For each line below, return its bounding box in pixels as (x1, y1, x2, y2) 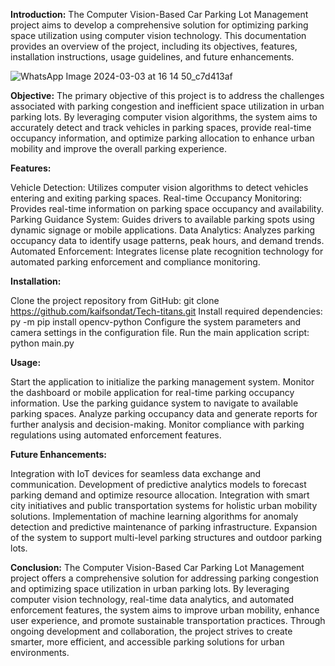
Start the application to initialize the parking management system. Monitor (10, 376, 315, 388)
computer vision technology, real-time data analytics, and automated (10, 594, 295, 605)
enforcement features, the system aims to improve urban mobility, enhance (10, 604, 320, 616)
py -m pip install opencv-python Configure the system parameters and (10, 316, 302, 328)
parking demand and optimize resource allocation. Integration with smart (10, 489, 310, 501)
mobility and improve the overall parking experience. (10, 143, 228, 154)
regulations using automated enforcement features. (10, 429, 222, 441)
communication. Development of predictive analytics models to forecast (10, 479, 307, 490)
